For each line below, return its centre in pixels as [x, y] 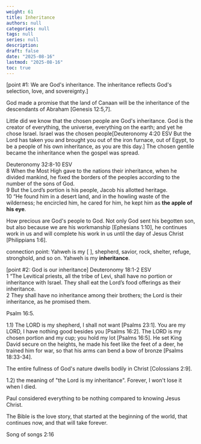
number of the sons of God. [41, 183]
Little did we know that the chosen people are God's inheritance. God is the [100, 121]
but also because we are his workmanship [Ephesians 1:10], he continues [97, 227]
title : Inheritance [31, 17]
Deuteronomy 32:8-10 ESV [39, 165]
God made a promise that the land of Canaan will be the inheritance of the [98, 103]
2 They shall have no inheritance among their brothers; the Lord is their [94, 295]
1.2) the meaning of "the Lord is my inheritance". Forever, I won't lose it [94, 380]
